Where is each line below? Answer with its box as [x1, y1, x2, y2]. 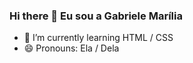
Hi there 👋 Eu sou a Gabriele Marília [9, 9, 183, 23]
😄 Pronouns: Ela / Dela [23, 42, 120, 54]
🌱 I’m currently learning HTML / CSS [23, 32, 174, 44]
